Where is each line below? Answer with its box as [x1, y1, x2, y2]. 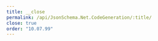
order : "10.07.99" [6, 25, 53, 32]
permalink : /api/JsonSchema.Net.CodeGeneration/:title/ [6, 14, 152, 20]
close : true [6, 20, 37, 26]
